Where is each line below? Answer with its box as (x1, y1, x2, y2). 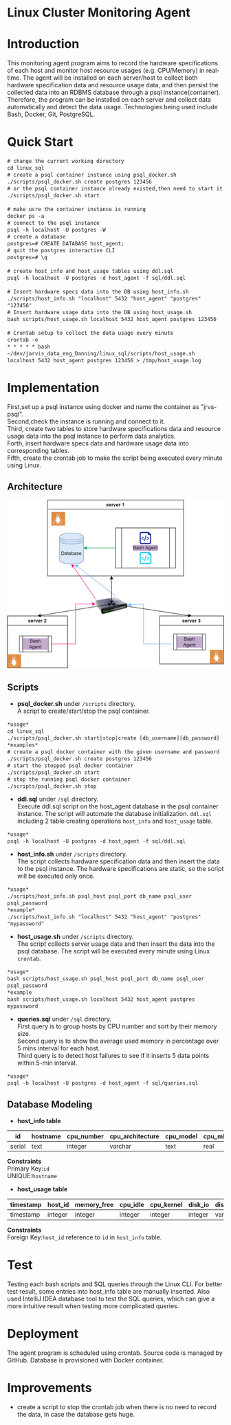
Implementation (7, 380, 100, 396)
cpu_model (164, 1132, 198, 1140)
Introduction (7, 36, 80, 52)
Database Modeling (7, 1098, 93, 1110)
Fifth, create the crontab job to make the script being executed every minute (7, 454, 223, 462)
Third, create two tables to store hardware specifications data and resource (7, 425, 221, 432)
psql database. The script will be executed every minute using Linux (16, 947, 210, 955)
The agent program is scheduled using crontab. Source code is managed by (7, 1349, 223, 1357)
